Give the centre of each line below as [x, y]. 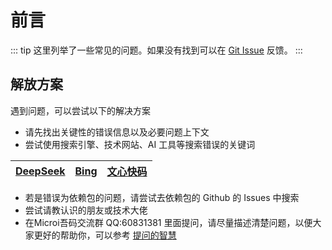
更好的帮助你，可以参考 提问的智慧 [105, 235]
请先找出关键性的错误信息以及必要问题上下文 [117, 132]
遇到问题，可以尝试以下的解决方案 [80, 110]
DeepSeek [40, 171]
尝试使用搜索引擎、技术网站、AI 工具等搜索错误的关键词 [140, 144]
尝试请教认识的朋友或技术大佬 [86, 210]
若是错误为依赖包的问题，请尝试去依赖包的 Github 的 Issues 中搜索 [162, 197]
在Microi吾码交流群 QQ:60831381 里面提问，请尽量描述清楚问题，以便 [168, 222]
